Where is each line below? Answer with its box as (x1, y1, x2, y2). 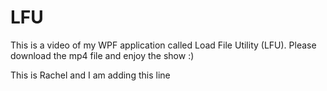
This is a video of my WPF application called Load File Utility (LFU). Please (10, 39, 317, 51)
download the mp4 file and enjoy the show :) (10, 49, 195, 61)
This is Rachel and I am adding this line (10, 69, 171, 81)
